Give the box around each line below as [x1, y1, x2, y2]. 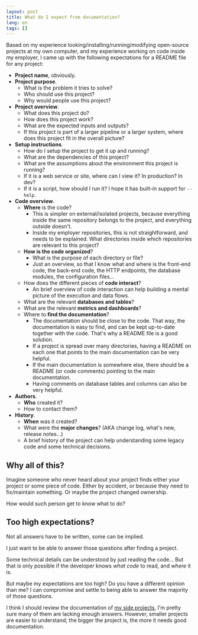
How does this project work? [23, 116, 93, 123]
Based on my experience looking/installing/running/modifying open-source [6, 41, 189, 49]
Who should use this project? [23, 91, 95, 98]
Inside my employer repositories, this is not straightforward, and [32, 229, 188, 236]
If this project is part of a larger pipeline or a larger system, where [23, 129, 184, 136]
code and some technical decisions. [23, 443, 112, 450]
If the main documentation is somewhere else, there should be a [32, 361, 189, 368]
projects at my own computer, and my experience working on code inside [6, 48, 185, 55]
